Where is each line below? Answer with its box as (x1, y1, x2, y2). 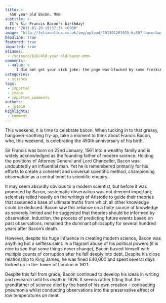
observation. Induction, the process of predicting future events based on (5, 215, 153, 221)
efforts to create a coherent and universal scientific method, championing (5, 168, 155, 174)
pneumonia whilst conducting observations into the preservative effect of (5, 287, 155, 293)
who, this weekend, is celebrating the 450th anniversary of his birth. (5, 138, 144, 144)
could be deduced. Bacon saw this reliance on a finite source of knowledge (5, 204, 159, 210)
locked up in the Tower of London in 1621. (5, 261, 90, 267)
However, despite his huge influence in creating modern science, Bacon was (5, 235, 161, 241)
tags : (5, 81, 16, 86)
